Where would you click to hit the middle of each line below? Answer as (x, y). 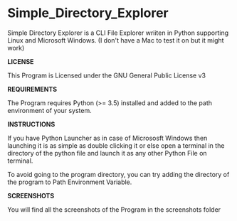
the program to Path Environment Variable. (70, 182)
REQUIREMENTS (32, 89)
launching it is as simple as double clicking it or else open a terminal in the (116, 145)
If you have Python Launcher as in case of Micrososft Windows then (107, 138)
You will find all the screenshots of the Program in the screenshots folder (114, 209)
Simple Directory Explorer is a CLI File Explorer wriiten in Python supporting (118, 33)
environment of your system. (49, 110)
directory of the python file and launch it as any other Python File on (107, 153)
